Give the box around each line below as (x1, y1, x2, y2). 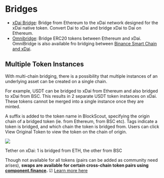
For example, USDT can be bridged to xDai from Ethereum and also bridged (5, 88, 158, 94)
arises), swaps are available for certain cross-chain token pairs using (5, 162, 149, 168)
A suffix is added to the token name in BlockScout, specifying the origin (5, 113, 150, 119)
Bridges (5, 3, 38, 15)
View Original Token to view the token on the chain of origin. (5, 129, 127, 135)
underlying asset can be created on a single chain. (5, 78, 108, 84)
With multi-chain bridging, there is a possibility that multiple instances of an (5, 73, 158, 79)
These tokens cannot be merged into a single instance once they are (5, 98, 144, 104)
